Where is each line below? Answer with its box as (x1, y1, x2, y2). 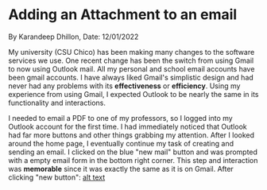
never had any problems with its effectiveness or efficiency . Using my (8, 81, 241, 91)
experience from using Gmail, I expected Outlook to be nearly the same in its (8, 89, 259, 99)
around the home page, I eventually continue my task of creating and (8, 138, 234, 148)
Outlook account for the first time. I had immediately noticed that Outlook (8, 122, 248, 131)
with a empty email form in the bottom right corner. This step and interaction (8, 155, 258, 165)
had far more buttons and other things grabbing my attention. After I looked (8, 130, 255, 140)
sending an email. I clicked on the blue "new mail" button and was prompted (8, 147, 258, 157)
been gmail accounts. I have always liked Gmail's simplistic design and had (8, 72, 254, 82)
